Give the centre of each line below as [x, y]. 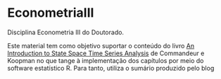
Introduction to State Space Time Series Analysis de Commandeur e [106, 53]
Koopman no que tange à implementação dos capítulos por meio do [106, 60]
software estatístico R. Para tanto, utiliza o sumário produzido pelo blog [111, 68]
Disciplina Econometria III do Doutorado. [66, 32]
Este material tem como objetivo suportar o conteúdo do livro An [101, 45]
